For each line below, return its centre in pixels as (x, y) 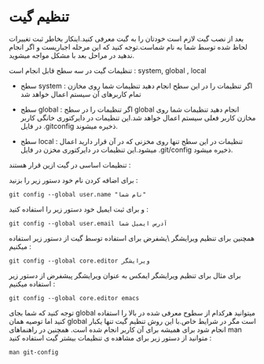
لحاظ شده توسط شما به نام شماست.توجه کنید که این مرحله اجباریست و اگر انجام (128, 46)
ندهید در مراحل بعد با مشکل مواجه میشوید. (72, 55)
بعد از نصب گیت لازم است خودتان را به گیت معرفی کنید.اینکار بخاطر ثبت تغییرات (126, 39)
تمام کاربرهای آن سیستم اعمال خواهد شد (81, 94)
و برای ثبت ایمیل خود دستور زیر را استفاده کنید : (79, 209)
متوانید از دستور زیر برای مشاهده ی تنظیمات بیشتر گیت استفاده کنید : (110, 337)
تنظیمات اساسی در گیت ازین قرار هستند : (70, 164)
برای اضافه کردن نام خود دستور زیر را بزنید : (73, 180)
